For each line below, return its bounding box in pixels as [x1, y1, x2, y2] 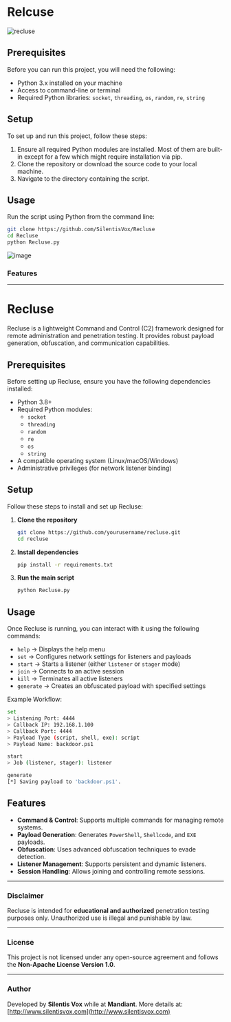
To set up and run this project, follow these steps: [7, 132, 148, 140]
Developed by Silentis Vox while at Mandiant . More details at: [7, 1000, 184, 1008]
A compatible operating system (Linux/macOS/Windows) [16, 457, 179, 465]
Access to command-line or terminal [16, 86, 121, 94]
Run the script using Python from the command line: [7, 213, 155, 221]
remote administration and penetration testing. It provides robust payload [7, 332, 214, 340]
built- [207, 145, 223, 153]
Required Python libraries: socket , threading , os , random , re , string [16, 93, 205, 101]
